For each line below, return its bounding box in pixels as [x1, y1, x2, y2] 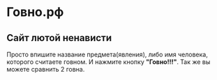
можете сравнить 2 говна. [6, 65, 85, 73]
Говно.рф [6, 4, 64, 20]
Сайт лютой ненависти [6, 32, 112, 44]
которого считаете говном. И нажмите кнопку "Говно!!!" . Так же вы [6, 58, 211, 66]
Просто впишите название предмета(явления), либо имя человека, [6, 50, 209, 58]
